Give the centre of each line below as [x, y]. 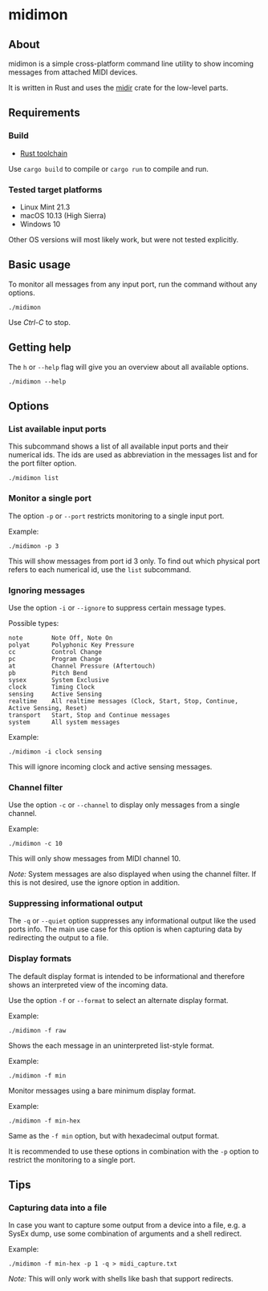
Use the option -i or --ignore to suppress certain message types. [117, 607]
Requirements [44, 113]
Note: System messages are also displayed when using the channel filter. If [132, 874]
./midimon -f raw [37, 1030]
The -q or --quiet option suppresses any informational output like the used [132, 921]
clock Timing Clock [51, 687]
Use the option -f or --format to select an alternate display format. [118, 1000]
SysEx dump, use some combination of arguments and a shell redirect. [125, 1234]
